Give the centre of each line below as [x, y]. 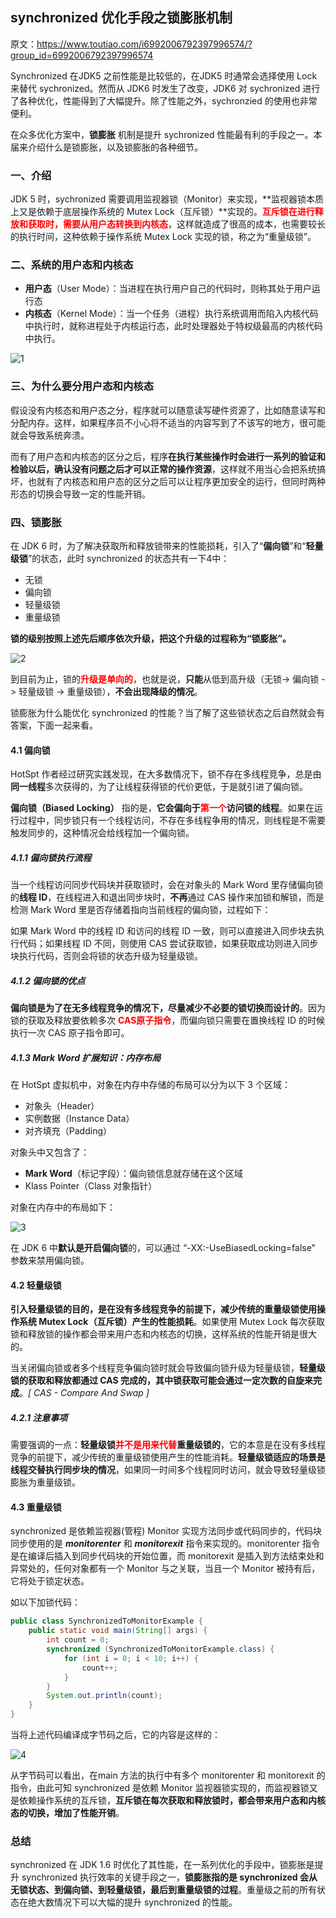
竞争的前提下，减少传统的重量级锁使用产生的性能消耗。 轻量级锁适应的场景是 [168, 1457]
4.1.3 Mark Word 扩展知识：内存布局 [86, 1057]
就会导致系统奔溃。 [50, 435]
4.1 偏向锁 [30, 750]
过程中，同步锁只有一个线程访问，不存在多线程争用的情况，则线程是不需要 [172, 820]
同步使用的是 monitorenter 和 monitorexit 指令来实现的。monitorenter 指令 [165, 1544]
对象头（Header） [62, 1106]
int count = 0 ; [78, 1640]
